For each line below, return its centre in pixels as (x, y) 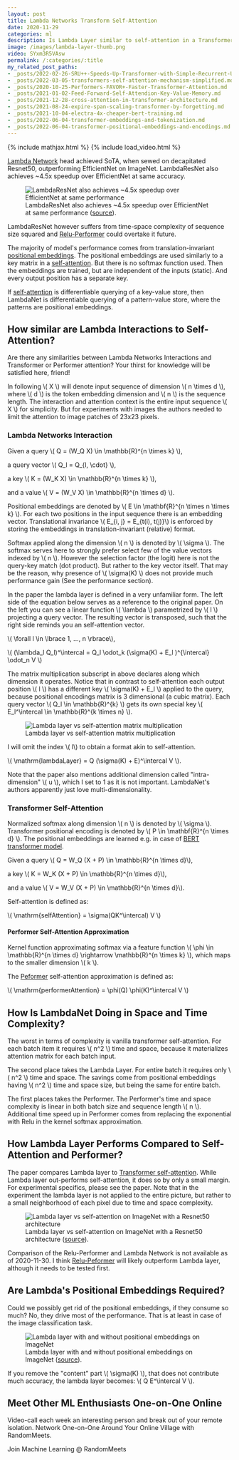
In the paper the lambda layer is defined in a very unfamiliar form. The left (115, 594)
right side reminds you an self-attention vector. (76, 624)
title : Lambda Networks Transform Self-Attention (83, 21)
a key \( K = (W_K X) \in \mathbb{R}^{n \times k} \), (82, 478)
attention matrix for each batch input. (62, 1056)
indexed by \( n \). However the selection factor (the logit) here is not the (113, 557)
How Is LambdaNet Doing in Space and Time (107, 1013)
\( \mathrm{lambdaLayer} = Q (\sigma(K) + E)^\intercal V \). (94, 761)
